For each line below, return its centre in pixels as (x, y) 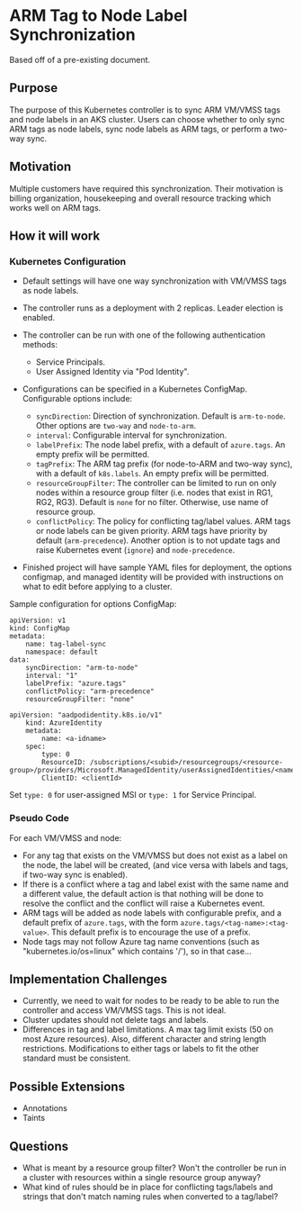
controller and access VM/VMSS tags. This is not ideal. (124, 1010)
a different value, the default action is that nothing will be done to (142, 893)
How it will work (55, 235)
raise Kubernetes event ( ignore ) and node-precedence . (135, 550)
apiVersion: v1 (38, 621)
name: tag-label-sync (66, 645)
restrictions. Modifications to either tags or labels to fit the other (141, 1049)
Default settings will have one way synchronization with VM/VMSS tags (155, 281)
